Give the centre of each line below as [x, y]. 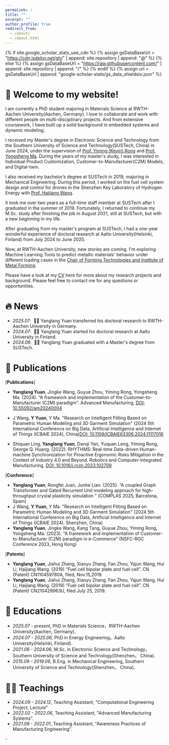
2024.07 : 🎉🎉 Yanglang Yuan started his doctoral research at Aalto [81, 331]
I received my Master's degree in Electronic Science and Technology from [82, 140]
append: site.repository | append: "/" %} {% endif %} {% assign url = [77, 68]
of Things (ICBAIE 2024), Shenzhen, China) [58, 523]
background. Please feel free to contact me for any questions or [72, 280]
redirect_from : [21, 29]
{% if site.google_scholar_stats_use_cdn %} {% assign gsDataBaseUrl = [80, 52]
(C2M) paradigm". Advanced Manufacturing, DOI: [94, 403]
